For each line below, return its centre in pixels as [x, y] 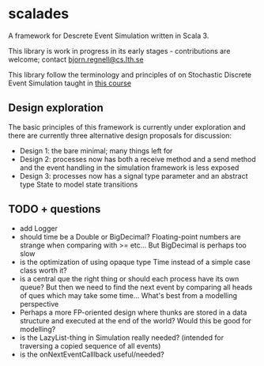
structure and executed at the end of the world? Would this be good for [135, 320]
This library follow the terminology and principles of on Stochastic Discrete [130, 74]
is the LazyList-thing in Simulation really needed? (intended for [121, 338]
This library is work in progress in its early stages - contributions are [119, 51]
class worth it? [43, 270]
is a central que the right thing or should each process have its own [129, 278]
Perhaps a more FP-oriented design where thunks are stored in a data [133, 312]
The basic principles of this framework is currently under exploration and [127, 126]
